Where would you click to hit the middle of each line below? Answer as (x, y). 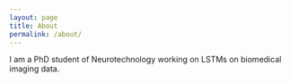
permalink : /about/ (46, 34)
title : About (34, 26)
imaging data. (35, 69)
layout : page (34, 17)
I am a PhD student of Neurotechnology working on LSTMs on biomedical (145, 60)
